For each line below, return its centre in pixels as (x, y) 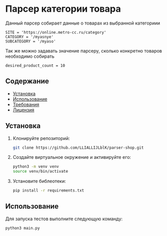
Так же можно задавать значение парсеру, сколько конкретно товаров (84, 51)
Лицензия (24, 110)
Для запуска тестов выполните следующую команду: (64, 219)
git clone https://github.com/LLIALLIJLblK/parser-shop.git (78, 148)
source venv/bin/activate (40, 172)
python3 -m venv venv (36, 167)
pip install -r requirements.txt (48, 191)
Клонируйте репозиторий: (41, 138)
